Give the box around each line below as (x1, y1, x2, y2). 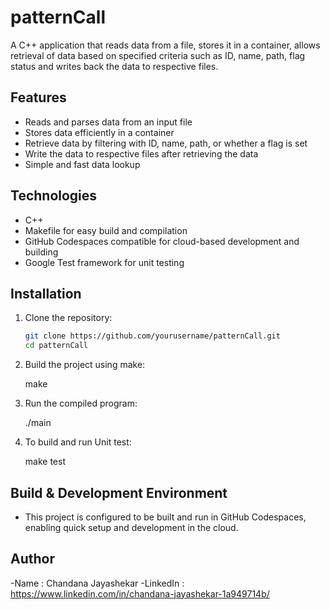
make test (24, 456, 66, 468)
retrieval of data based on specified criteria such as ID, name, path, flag (10, 49, 306, 61)
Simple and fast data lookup (24, 158, 141, 170)
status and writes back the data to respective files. (10, 60, 219, 72)
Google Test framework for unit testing (24, 256, 185, 268)
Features (10, 89, 67, 106)
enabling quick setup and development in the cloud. (24, 521, 239, 533)
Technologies (10, 187, 98, 205)
